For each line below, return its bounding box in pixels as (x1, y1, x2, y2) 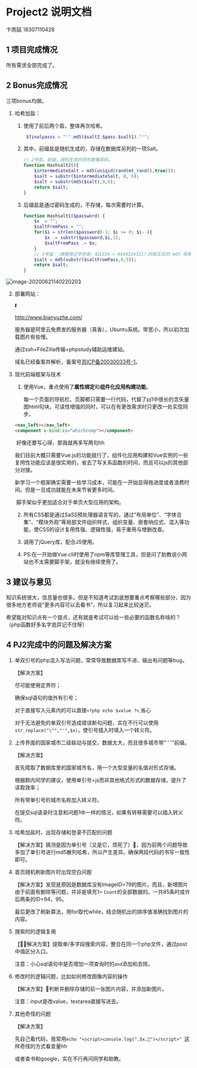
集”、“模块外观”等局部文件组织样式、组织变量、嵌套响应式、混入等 (23, 518, 185, 525)
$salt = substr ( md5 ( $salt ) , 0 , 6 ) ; (34, 179, 116, 185)
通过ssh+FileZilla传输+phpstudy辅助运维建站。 (14, 346, 128, 353)
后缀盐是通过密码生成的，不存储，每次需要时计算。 (23, 201, 147, 208)
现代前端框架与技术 (14, 371, 62, 378)
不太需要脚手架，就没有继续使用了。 (33, 558, 121, 565)
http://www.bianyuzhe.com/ (14, 314, 83, 321)
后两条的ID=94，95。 (14, 895, 67, 903)
